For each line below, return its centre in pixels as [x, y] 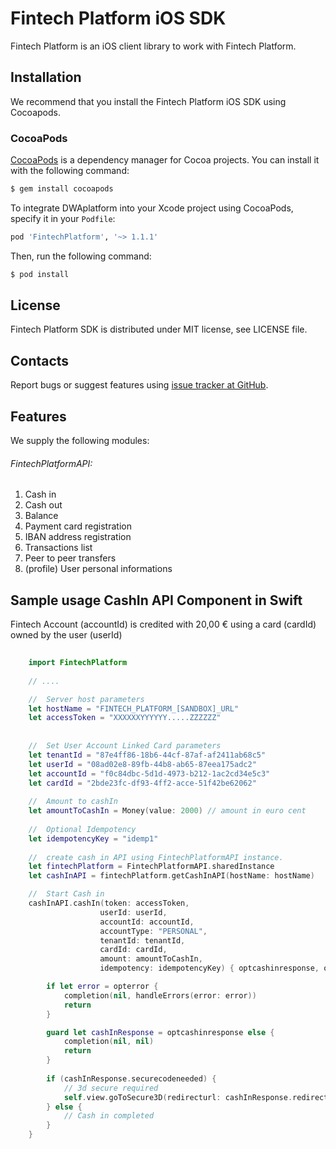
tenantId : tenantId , [142, 940]
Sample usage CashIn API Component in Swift [156, 600]
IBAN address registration [78, 537]
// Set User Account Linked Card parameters [125, 746]
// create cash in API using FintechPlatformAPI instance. [156, 857]
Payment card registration [78, 526]
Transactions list [58, 548]
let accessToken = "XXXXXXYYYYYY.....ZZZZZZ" [125, 718]
